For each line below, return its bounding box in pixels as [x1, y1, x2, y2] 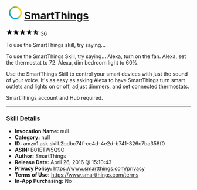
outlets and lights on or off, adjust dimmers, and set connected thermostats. [6, 83, 189, 90]
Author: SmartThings [14, 152, 66, 160]
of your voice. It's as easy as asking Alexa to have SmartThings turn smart [6, 76, 185, 83]
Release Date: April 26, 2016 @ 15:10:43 [14, 159, 112, 166]
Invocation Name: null [14, 128, 69, 135]
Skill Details [6, 114, 40, 123]
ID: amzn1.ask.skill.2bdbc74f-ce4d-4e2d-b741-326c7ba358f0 [14, 140, 165, 147]
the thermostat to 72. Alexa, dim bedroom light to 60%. [6, 59, 139, 66]
